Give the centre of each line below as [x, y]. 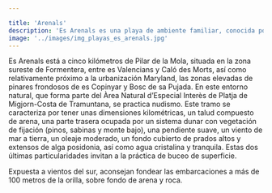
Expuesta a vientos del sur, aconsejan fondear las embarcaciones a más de [134, 172]
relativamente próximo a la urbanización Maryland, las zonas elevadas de [131, 79]
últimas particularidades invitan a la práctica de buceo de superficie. [123, 156]
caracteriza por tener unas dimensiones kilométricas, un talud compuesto [131, 113]
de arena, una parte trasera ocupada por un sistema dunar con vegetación [133, 122]
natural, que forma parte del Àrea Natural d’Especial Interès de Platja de [128, 96]
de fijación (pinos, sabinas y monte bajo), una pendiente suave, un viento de [136, 130]
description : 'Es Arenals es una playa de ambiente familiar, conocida [132, 30]
